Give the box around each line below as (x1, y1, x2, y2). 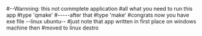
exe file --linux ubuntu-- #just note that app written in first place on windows (6, 18, 197, 25)
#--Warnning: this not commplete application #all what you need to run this (6, 5, 193, 12)
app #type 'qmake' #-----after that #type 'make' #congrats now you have (6, 11, 189, 19)
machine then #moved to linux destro (6, 24, 99, 31)
